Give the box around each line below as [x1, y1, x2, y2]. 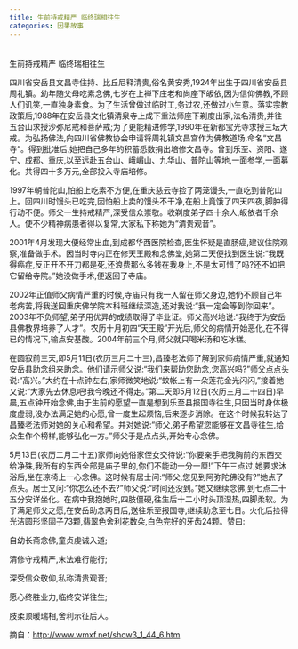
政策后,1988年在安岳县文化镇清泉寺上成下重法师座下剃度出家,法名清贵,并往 [9, 110, 283, 121]
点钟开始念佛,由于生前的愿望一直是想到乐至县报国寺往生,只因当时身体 [27, 397, 282, 407]
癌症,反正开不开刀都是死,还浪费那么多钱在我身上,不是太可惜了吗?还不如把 [16, 259, 286, 269]
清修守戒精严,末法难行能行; [9, 553, 109, 565]
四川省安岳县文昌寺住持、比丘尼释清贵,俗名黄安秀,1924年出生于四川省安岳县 [9, 76, 288, 87]
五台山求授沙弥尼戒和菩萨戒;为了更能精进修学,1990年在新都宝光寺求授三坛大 [9, 121, 288, 132]
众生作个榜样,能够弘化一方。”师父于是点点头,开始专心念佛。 [9, 430, 224, 441]
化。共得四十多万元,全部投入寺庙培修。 [9, 165, 153, 176]
